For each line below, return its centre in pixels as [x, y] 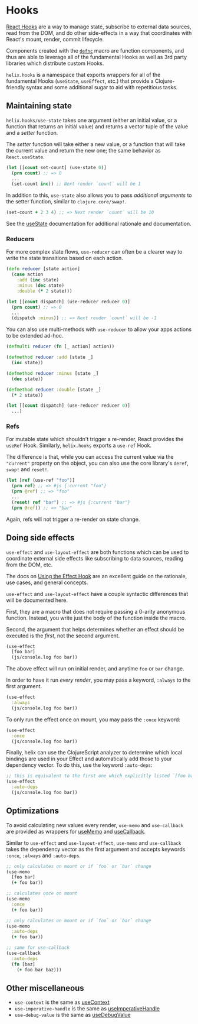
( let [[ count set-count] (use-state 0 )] [57, 167]
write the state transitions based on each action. [65, 258]
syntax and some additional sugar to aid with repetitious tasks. [102, 87]
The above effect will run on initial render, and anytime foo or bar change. [95, 669]
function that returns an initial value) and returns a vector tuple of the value [97, 126]
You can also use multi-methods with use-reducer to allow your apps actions [99, 329]
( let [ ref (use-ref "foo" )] [41, 480]
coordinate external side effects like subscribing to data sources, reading [95, 558]
